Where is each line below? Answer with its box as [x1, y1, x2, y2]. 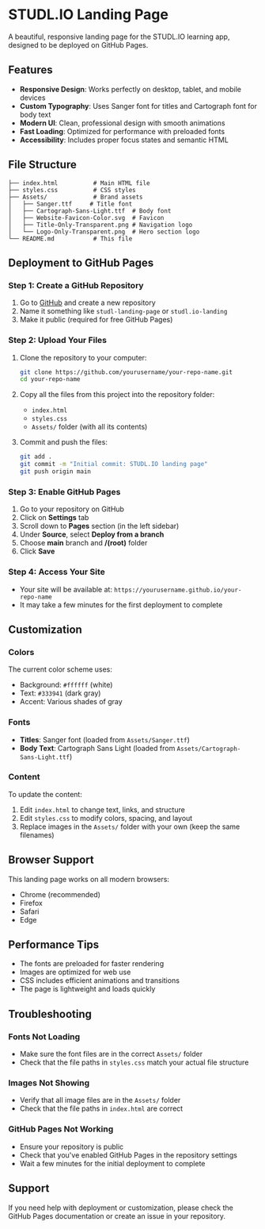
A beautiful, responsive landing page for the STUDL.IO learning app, [8, 32, 230, 41]
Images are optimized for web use [19, 967, 131, 977]
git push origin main [19, 468, 91, 476]
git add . [19, 453, 53, 461]
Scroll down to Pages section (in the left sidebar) [19, 522, 180, 531]
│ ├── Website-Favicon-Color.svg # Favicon [8, 214, 165, 222]
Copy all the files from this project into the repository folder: [19, 390, 215, 399]
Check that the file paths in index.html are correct [19, 1104, 184, 1113]
